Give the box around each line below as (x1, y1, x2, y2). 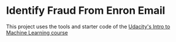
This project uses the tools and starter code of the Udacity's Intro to (6, 23, 170, 30)
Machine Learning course (6, 29, 69, 36)
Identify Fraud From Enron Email (6, 4, 165, 17)
